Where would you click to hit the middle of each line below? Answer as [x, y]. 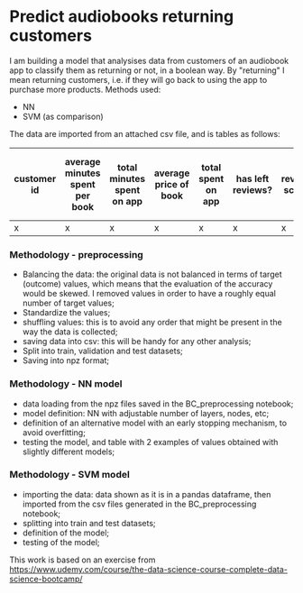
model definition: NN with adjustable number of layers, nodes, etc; [146, 413]
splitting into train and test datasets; [89, 523]
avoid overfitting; [54, 432]
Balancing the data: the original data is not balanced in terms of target [152, 274]
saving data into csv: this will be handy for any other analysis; [137, 342]
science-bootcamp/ [46, 579]
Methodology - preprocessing [77, 254]
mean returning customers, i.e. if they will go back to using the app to [138, 79]
